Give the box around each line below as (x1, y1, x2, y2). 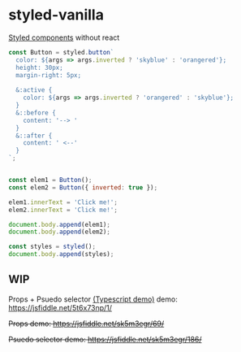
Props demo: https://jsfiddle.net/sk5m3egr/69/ (8, 319, 165, 328)
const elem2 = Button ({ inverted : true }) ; (8, 183, 158, 192)
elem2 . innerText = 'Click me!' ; (8, 206, 118, 214)
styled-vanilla (8, 6, 104, 24)
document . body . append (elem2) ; (8, 228, 111, 237)
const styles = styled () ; (8, 242, 96, 251)
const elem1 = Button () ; (8, 176, 93, 185)
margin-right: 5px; (15, 71, 82, 79)
